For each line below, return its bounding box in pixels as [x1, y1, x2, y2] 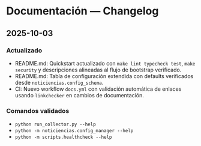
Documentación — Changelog [6, 4, 159, 18]
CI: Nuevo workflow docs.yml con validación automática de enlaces [14, 85, 182, 93]
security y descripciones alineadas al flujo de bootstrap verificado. [14, 66, 182, 73]
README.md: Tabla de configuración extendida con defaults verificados [14, 72, 194, 79]
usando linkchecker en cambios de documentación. [14, 91, 144, 99]
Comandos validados [6, 106, 70, 115]
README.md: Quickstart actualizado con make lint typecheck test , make [14, 59, 196, 67]
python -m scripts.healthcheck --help [14, 134, 112, 141]
